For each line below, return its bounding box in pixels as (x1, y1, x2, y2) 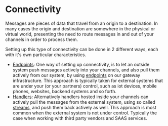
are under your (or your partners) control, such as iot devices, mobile (12, 82, 157, 89)
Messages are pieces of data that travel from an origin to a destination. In (5, 20, 158, 26)
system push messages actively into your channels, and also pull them (12, 67, 160, 73)
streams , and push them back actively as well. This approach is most (12, 104, 157, 110)
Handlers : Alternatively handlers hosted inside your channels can (12, 94, 149, 100)
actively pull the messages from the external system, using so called (12, 99, 155, 105)
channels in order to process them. (5, 36, 78, 43)
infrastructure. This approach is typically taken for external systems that (12, 77, 163, 83)
